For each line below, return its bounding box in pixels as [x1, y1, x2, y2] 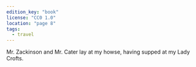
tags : [6, 26, 20, 32]
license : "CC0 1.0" [6, 15, 56, 21]
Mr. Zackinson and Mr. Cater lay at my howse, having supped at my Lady [6, 48, 190, 55]
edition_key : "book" [6, 9, 59, 15]
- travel [12, 32, 34, 38]
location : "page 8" [6, 20, 56, 26]
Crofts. [6, 55, 24, 62]
